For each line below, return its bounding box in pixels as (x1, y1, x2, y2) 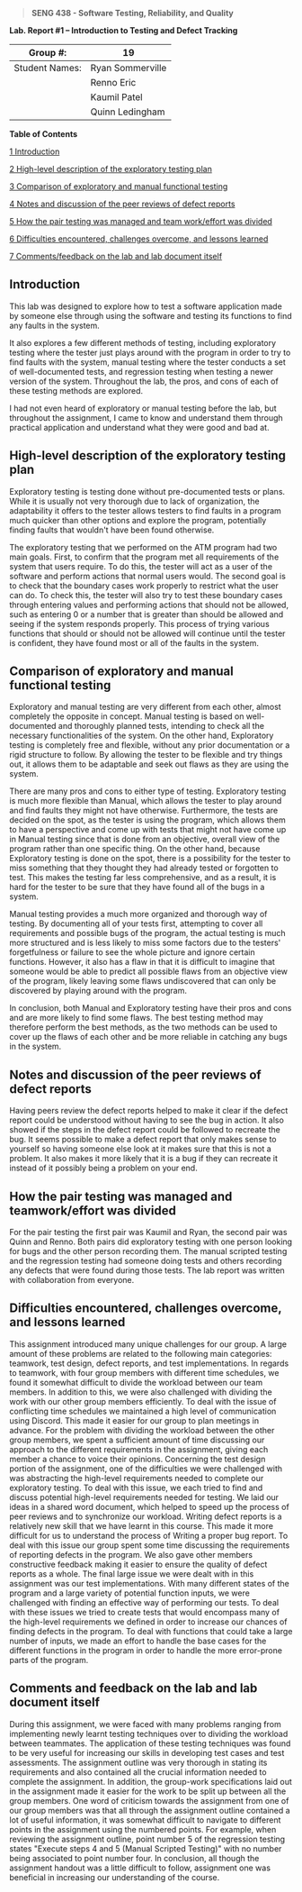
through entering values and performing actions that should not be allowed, (9, 599, 289, 610)
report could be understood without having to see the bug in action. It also (9, 1114, 285, 1125)
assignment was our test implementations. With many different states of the (9, 1578, 289, 1588)
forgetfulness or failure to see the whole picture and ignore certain (9, 947, 256, 958)
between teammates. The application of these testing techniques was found (9, 1738, 291, 1749)
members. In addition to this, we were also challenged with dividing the (9, 1387, 272, 1397)
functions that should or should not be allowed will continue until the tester (9, 628, 286, 639)
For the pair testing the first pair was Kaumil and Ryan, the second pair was (9, 1227, 288, 1238)
